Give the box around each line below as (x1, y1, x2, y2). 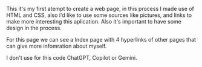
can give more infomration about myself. (6, 42, 107, 49)
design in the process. (6, 24, 62, 31)
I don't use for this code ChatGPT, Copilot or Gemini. (6, 54, 137, 61)
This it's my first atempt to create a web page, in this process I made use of (6, 5, 195, 12)
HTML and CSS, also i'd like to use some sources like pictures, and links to (6, 11, 192, 19)
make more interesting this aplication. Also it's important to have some (6, 18, 181, 25)
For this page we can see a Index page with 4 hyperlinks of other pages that (6, 36, 197, 43)
